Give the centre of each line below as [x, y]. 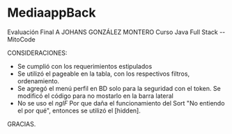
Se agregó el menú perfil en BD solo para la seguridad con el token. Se [119, 88]
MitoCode [22, 39]
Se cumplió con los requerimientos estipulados [85, 66]
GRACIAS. [22, 124]
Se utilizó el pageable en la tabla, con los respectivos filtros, [103, 74]
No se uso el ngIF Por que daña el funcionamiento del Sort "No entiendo [121, 103]
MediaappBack [52, 13]
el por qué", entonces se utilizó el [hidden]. [79, 110]
